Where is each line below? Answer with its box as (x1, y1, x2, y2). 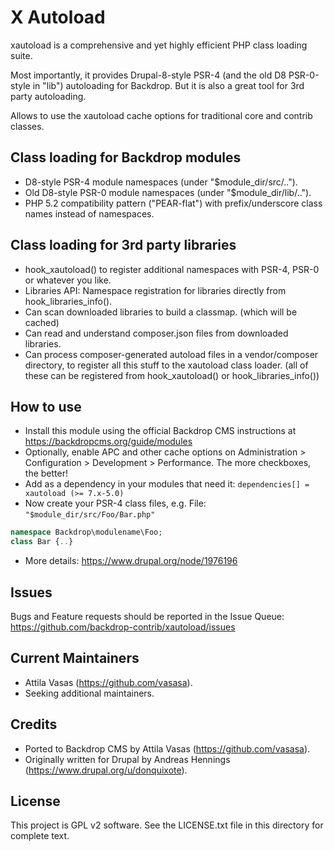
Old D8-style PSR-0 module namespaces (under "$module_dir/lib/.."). (24, 186, 312, 198)
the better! (24, 467, 68, 480)
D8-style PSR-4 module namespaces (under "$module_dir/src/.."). (24, 176, 298, 188)
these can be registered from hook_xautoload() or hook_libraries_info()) (24, 369, 320, 381)
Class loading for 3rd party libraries (10, 237, 237, 254)
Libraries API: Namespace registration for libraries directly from (24, 284, 287, 296)
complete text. (10, 830, 70, 842)
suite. (10, 49, 33, 61)
